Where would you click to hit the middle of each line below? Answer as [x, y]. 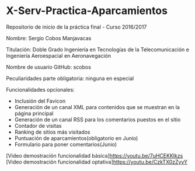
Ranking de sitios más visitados [52, 132]
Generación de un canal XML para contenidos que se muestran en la [97, 107]
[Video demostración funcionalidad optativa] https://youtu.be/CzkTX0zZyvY [97, 162]
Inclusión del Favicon [40, 101]
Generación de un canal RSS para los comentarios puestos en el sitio [97, 119]
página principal [34, 113]
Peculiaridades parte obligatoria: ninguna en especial [70, 78]
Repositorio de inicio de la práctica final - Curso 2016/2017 [76, 27]
